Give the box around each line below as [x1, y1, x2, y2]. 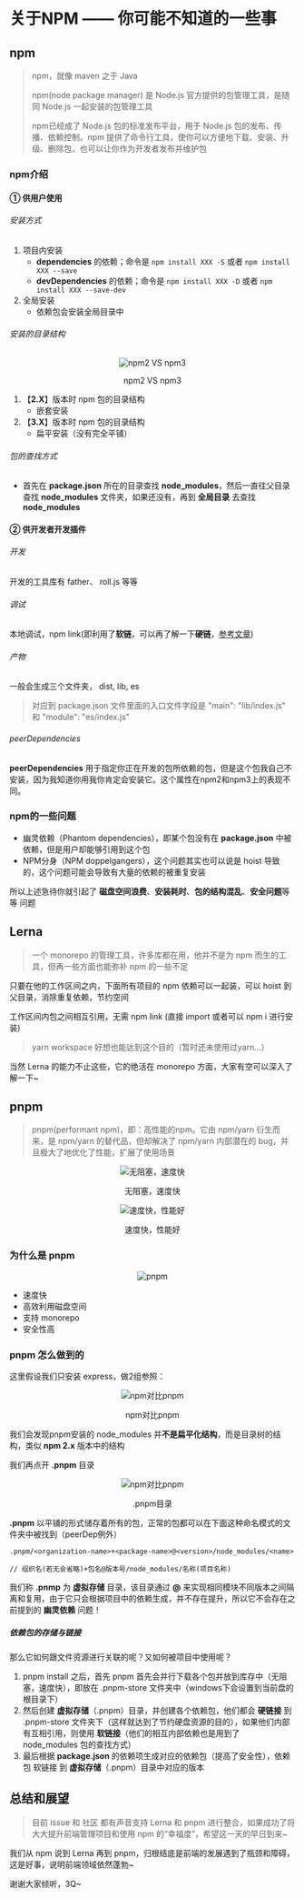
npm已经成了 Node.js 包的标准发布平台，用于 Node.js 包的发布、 [31, 120, 274, 131]
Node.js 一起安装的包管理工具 [42, 101, 153, 112]
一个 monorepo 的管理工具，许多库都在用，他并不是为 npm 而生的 [31, 949, 279, 960]
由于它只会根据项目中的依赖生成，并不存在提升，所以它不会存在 [48, 1593, 288, 1604]
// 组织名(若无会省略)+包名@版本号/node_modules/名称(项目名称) [9, 1565, 231, 1574]
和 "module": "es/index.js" [31, 711, 130, 723]
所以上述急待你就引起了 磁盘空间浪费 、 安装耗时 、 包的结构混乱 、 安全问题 [9, 886, 282, 897]
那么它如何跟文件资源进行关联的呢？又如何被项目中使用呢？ [9, 1652, 232, 1662]
